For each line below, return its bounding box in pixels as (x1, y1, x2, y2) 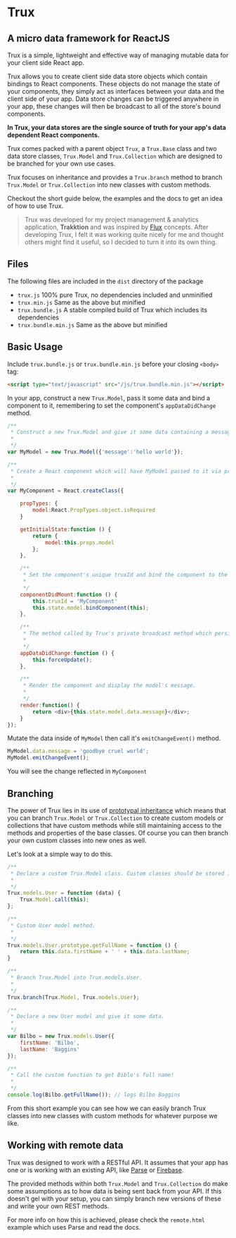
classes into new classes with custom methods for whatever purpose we (7, 1111, 218, 1120)
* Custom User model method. (10, 921, 96, 929)
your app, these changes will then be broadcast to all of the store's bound (7, 102, 221, 110)
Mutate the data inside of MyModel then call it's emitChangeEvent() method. (7, 734, 221, 742)
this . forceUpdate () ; (32, 656, 93, 663)
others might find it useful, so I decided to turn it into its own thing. (24, 238, 218, 246)
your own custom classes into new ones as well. (7, 836, 147, 845)
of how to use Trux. (7, 202, 64, 210)
